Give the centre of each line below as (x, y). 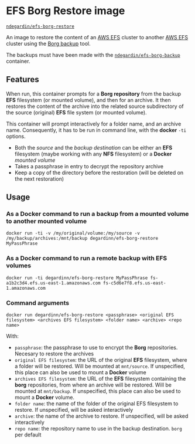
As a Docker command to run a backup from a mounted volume (97, 214)
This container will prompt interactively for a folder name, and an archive (94, 124)
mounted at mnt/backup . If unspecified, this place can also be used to (97, 391)
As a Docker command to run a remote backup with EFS (87, 258)
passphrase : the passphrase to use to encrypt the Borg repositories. (96, 348)
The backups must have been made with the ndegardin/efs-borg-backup (93, 55)
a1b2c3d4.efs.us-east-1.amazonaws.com (53, 283)
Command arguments (38, 303)
